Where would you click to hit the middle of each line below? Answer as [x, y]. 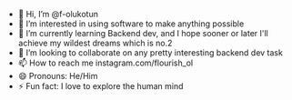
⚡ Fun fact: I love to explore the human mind [101, 86]
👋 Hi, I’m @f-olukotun [58, 14]
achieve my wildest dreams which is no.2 [95, 43]
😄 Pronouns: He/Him [58, 76]
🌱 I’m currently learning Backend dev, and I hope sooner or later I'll [143, 33]
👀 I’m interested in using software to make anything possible [131, 24]
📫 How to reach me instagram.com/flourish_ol [106, 63]
